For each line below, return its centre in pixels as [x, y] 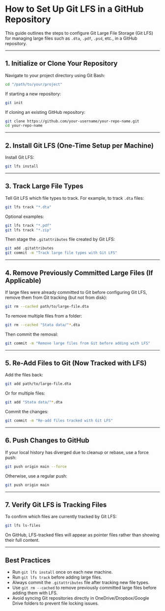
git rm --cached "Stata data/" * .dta [42, 325]
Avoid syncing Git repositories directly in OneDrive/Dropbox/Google [81, 598]
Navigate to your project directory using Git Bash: [55, 75]
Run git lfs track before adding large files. [57, 577]
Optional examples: [25, 216]
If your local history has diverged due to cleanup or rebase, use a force [77, 452]
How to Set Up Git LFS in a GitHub [74, 9]
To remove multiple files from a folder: [44, 316]
